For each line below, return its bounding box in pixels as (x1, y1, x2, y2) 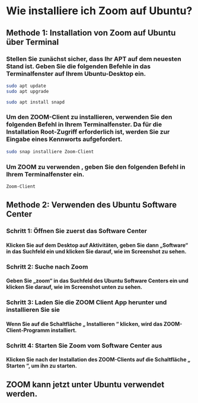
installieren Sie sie (6, 306, 60, 314)
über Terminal (6, 37, 59, 47)
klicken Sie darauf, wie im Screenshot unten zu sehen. (6, 283, 142, 291)
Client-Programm (6, 327, 50, 334)
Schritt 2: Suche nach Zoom (6, 262, 88, 270)
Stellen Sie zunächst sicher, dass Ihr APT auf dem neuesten (6, 54, 182, 63)
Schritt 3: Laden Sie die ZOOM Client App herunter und (6, 298, 167, 307)
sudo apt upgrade (6, 88, 49, 94)
